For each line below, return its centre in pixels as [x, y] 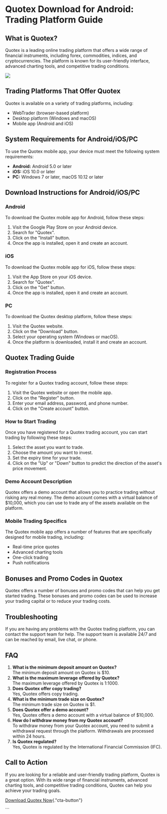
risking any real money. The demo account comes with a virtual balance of [82, 497]
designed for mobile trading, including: [45, 537]
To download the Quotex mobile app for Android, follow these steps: [75, 218]
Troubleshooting [32, 617]
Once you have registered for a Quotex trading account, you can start [76, 432]
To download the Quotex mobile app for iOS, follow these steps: [70, 267]
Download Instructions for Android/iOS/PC [73, 193]
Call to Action [27, 763]
